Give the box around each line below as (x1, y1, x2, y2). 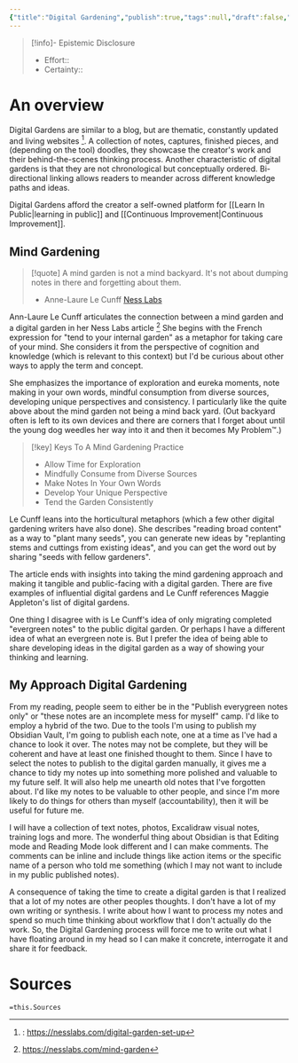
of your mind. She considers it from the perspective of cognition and (9, 341, 260, 351)
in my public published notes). (9, 869, 120, 879)
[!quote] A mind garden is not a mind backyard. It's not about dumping (30, 268, 288, 279)
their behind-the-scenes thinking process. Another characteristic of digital (9, 154, 281, 165)
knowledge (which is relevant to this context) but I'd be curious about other (9, 350, 284, 361)
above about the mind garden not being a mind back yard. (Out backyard (9, 406, 276, 416)
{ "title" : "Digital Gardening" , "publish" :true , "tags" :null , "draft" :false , (9, 12, 288, 22)
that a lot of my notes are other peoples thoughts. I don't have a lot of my (9, 895, 277, 906)
